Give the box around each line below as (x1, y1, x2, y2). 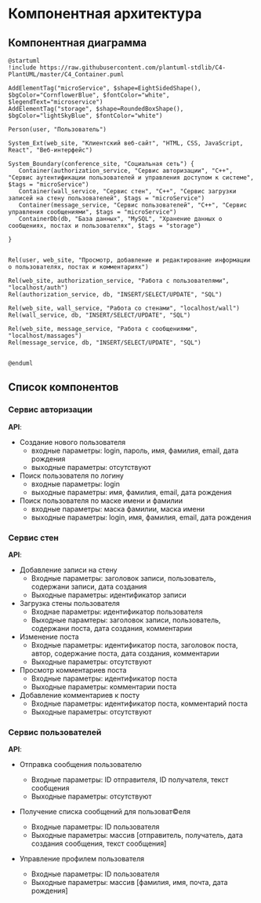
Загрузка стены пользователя (19, 598, 120, 608)
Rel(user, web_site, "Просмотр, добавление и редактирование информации (8, 256, 251, 264)
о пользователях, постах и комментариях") (8, 263, 149, 271)
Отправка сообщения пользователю (19, 760, 143, 769)
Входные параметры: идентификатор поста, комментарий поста (31, 699, 248, 708)
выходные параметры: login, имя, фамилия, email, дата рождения (31, 512, 252, 522)
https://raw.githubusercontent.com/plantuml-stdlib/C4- (39, 64, 226, 72)
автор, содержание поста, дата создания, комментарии (31, 648, 219, 658)
